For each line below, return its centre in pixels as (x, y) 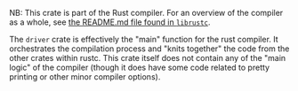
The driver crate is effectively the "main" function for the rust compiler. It (144, 39)
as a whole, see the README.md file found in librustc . (110, 22)
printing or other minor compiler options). (85, 77)
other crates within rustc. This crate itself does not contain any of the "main (148, 58)
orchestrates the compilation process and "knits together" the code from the (149, 49)
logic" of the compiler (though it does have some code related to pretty (139, 67)
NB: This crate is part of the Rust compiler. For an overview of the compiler (146, 13)
